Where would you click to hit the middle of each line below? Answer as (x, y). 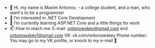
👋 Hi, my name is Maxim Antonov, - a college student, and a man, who (80, 8)
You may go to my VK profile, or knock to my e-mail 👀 (63, 40)
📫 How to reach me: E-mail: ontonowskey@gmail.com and (69, 28)
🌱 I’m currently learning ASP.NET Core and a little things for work (75, 23)
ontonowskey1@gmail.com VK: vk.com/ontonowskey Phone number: (78, 35)
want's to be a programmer (37, 13)
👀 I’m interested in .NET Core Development (52, 18)
